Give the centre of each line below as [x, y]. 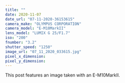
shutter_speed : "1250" [29, 47]
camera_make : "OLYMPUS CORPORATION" [43, 24]
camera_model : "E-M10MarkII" [35, 28]
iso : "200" [16, 38]
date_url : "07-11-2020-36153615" [40, 19]
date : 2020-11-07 [23, 14]
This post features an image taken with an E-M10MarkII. [62, 75]
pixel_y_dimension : [25, 61]
